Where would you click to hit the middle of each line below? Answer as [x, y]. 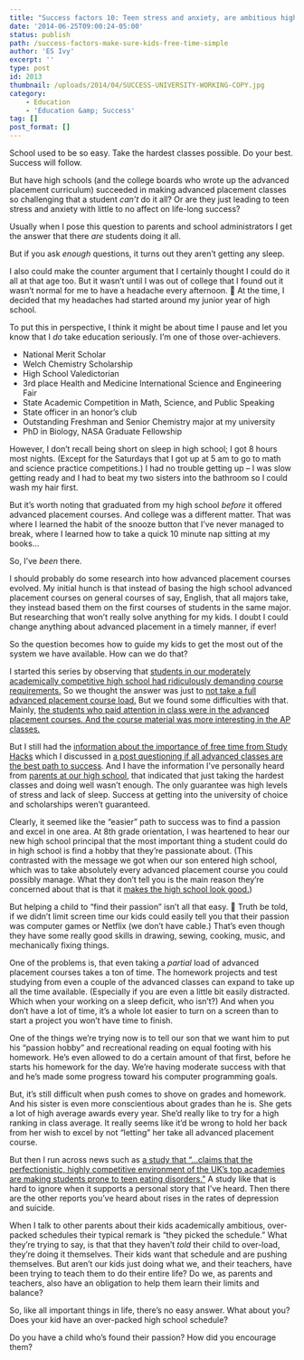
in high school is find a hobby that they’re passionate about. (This [131, 851]
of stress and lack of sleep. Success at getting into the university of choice [149, 795]
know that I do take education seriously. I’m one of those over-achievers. [145, 337]
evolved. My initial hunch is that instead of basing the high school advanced [151, 588]
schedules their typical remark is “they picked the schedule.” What [163, 1235]
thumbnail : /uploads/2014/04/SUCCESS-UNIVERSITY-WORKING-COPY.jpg [137, 85]
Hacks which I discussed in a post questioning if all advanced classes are [146, 756]
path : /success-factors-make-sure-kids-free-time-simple [119, 43]
